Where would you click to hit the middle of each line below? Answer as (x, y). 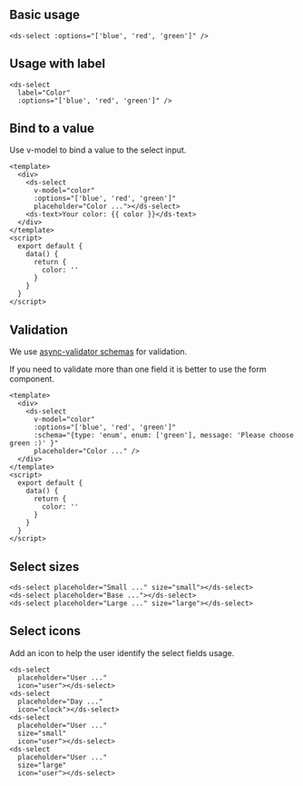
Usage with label (58, 64)
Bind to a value (52, 129)
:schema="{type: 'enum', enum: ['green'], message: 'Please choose (164, 435)
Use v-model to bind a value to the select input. (98, 150)
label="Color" (44, 93)
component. (32, 379)
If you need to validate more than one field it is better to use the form (138, 369)
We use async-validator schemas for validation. (98, 352)
